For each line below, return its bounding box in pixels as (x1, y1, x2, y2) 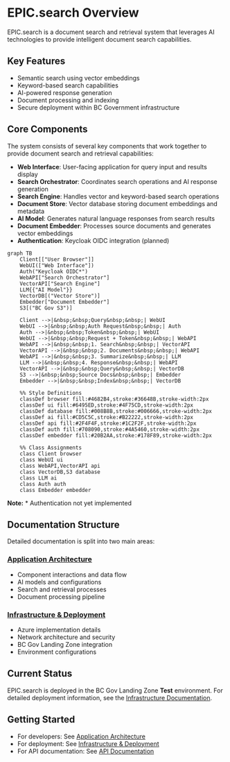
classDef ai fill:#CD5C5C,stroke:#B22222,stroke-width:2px (19, 414, 194, 421)
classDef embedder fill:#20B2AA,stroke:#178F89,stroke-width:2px (19, 432, 213, 439)
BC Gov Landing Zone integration (17, 640, 113, 648)
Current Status (7, 668, 73, 679)
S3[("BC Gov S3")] (19, 304, 73, 312)
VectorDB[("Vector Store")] (19, 292, 100, 299)
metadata (17, 207, 45, 215)
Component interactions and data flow (17, 570, 127, 579)
